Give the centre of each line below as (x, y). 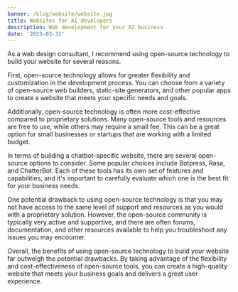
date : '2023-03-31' (36, 34)
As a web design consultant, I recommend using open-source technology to (119, 54)
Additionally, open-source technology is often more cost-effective (104, 112)
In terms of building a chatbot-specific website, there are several (102, 156)
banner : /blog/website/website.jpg (60, 14)
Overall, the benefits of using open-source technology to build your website (118, 251)
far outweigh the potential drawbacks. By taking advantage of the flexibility (117, 259)
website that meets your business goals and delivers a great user (103, 274)
